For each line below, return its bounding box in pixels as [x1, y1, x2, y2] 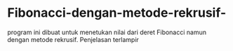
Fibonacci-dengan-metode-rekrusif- [7, 5, 227, 21]
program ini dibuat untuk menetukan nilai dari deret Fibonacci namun [7, 28, 207, 36]
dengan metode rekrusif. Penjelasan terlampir [7, 35, 139, 43]
